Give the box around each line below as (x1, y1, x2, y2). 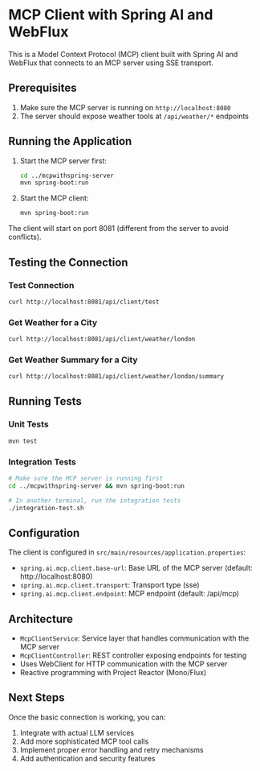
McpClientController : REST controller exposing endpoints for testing (19, 650, 247, 661)
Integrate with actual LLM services (19, 728, 135, 737)
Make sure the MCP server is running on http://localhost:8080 (19, 102, 231, 112)
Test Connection (8, 279, 75, 291)
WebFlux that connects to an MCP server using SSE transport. (8, 58, 214, 68)
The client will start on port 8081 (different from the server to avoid (8, 224, 229, 233)
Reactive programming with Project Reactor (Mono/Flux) (19, 668, 207, 678)
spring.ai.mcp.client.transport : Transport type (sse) (19, 580, 200, 590)
